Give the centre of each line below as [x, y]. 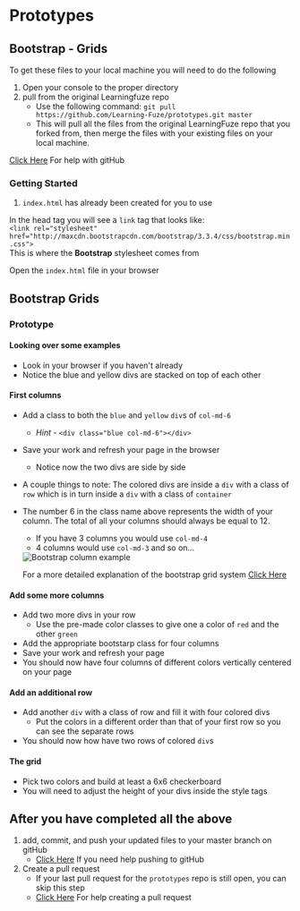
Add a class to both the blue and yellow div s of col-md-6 [126, 415]
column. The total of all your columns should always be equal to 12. [146, 521]
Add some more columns [57, 595]
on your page [47, 672]
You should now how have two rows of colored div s [118, 741]
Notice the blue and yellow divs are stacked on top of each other [141, 375]
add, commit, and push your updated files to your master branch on [147, 840]
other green [57, 634]
